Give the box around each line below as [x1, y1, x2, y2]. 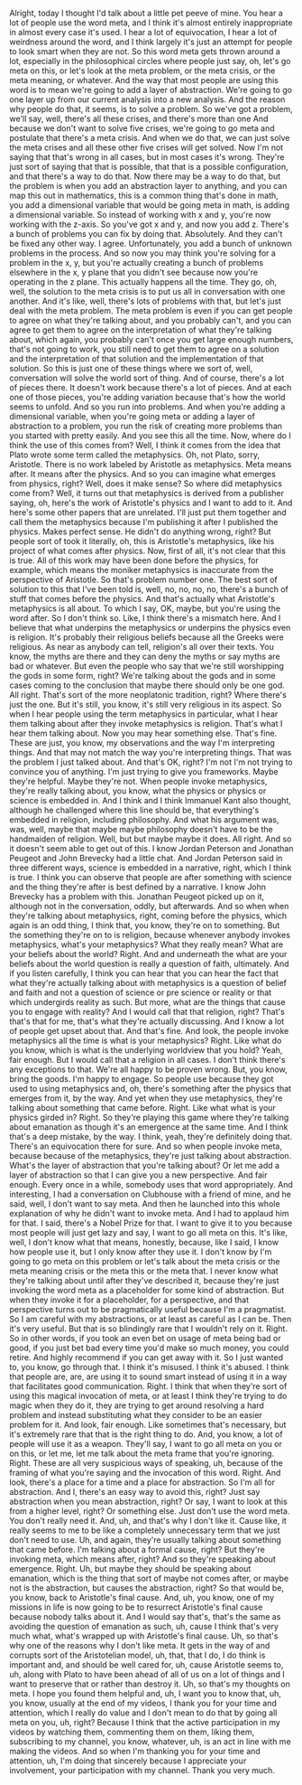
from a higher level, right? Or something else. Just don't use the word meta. [9, 1506, 290, 1517]
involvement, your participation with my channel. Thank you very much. [9, 1765, 275, 1775]
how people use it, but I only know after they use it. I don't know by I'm [9, 1246, 272, 1257]
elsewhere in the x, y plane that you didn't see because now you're [9, 267, 259, 277]
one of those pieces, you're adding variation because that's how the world [9, 392, 286, 402]
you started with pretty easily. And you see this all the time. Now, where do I [9, 430, 291, 441]
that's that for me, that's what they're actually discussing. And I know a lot [9, 1016, 285, 1027]
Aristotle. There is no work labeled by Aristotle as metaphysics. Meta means [9, 459, 292, 469]
